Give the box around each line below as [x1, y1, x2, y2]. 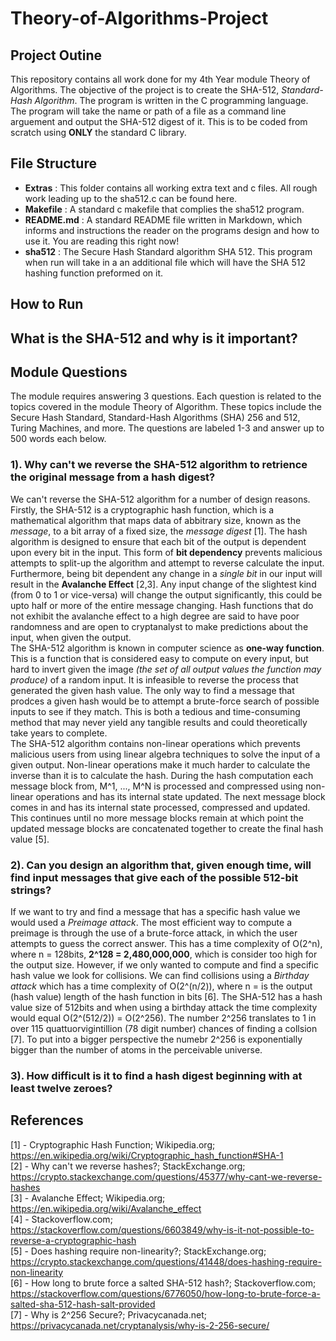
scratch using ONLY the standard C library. [10, 127, 187, 138]
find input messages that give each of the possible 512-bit [10, 870, 299, 884]
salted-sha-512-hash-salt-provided [10, 1298, 156, 1310]
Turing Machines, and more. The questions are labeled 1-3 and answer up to [10, 422, 325, 434]
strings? [10, 883, 52, 897]
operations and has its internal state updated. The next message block [35, 790, 326, 802]
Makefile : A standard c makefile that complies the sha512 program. [24, 203, 305, 215]
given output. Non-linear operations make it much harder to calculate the [10, 758, 311, 771]
